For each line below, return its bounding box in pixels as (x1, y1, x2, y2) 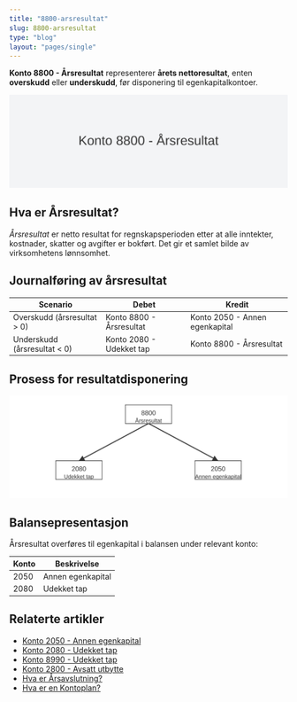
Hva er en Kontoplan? (21, 682, 102, 693)
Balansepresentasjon (9, 515, 129, 530)
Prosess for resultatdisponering (9, 371, 188, 386)
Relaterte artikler (9, 612, 104, 627)
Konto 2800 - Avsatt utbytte (21, 663, 124, 674)
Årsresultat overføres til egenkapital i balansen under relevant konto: (9, 539, 259, 550)
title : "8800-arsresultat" (9, 14, 109, 23)
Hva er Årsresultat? (9, 205, 119, 221)
